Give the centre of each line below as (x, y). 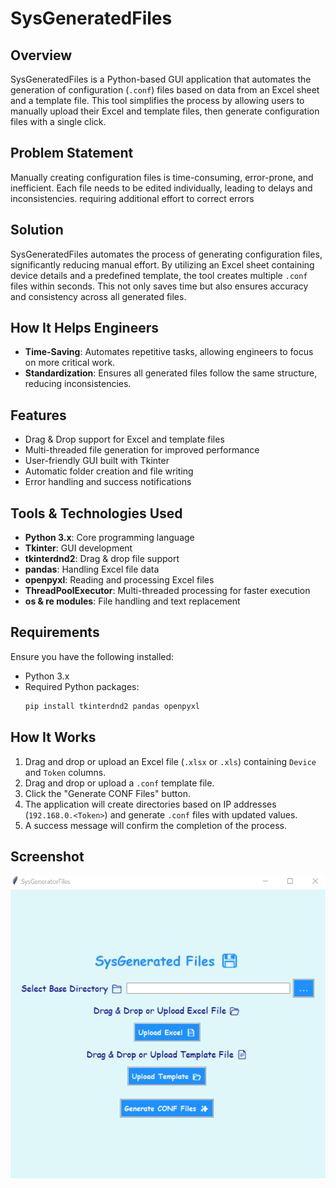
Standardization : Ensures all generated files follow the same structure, (171, 373)
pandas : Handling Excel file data (92, 569)
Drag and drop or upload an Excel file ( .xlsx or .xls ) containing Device (170, 761)
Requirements (55, 632)
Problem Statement (72, 153)
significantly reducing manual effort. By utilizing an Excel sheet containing (162, 264)
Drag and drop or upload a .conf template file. (119, 783)
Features (38, 415)
